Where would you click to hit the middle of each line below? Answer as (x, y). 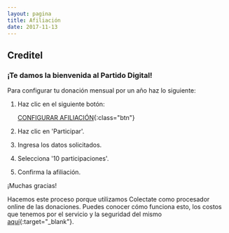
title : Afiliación (34, 20)
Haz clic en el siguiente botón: (61, 104)
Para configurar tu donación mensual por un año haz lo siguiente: (102, 91)
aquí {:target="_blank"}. (41, 222)
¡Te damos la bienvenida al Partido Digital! (80, 75)
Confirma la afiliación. (49, 172)
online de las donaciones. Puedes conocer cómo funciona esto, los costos (114, 207)
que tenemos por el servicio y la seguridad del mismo (85, 214)
